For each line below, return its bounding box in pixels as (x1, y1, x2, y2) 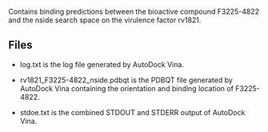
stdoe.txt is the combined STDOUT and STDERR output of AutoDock (19, 107, 246, 117)
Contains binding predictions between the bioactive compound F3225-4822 (8, 7, 260, 16)
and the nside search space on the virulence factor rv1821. (8, 15, 202, 25)
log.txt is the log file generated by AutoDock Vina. (19, 59, 184, 69)
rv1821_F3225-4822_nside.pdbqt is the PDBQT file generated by (19, 75, 234, 85)
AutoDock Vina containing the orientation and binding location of (19, 83, 234, 93)
